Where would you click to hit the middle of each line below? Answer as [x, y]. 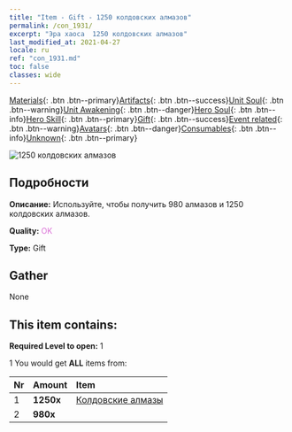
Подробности [49, 183]
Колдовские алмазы [119, 400]
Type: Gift [27, 248]
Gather [29, 275]
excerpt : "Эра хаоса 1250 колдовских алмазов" [99, 34]
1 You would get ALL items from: [68, 363]
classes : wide [35, 75]
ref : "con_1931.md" [45, 58]
